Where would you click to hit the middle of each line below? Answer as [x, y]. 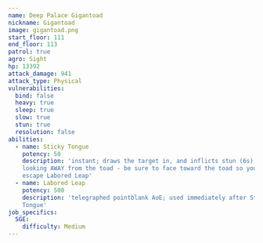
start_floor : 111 [36, 37]
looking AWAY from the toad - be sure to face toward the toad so [133, 169]
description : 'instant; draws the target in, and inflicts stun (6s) [138, 161]
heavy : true [35, 103]
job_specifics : [33, 212]
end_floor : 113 [33, 45]
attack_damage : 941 [40, 74]
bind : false [35, 96]
